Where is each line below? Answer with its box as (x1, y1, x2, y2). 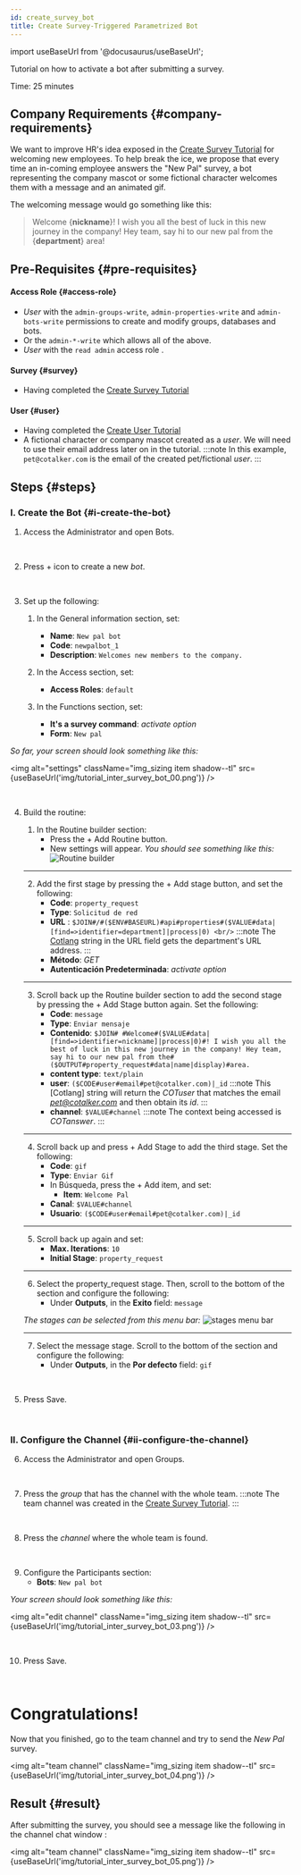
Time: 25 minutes (10, 80, 74, 91)
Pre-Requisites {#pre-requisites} (10, 261, 197, 277)
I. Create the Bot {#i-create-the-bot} (10, 506, 171, 518)
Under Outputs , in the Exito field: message (49, 1298, 204, 1307)
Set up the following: (22, 596, 100, 606)
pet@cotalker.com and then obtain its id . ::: (49, 1097, 208, 1107)
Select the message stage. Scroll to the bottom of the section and (36, 1341, 278, 1350)
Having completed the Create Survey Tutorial (22, 385, 189, 396)
